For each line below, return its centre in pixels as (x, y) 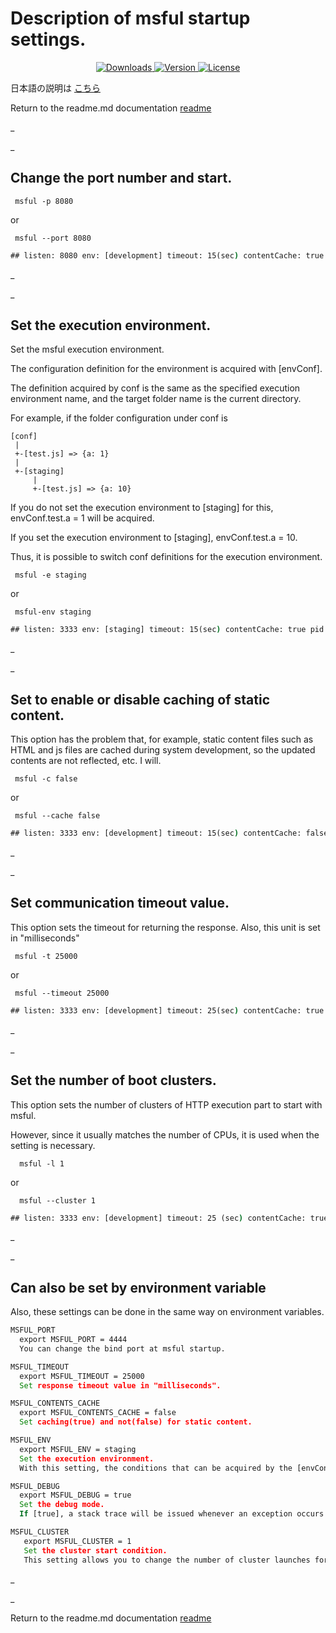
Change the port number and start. (121, 178)
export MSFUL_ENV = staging (78, 1449)
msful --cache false (57, 816)
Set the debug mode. (62, 1505)
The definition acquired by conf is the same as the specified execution (155, 388)
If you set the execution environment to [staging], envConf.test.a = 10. (154, 538)
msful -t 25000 (46, 956)
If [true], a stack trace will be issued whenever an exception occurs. (174, 1514)
